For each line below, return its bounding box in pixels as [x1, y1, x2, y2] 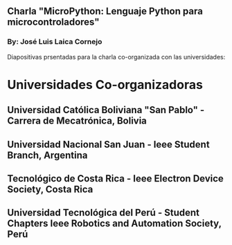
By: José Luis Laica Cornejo [7, 37, 102, 47]
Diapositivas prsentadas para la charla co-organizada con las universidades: [7, 52, 226, 61]
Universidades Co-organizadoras [7, 77, 203, 92]
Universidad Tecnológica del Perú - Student [7, 207, 199, 219]
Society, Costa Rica [7, 184, 93, 195]
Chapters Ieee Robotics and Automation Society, [7, 217, 222, 230]
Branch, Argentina [7, 149, 88, 161]
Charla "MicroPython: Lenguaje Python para [7, 6, 203, 17]
